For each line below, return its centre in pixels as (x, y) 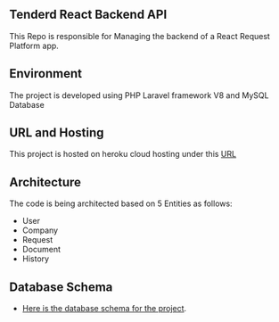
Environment (46, 74)
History (36, 259)
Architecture (45, 182)
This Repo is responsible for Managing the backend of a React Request (139, 36)
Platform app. (34, 45)
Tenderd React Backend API (88, 15)
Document (41, 250)
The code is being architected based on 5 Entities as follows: (121, 203)
